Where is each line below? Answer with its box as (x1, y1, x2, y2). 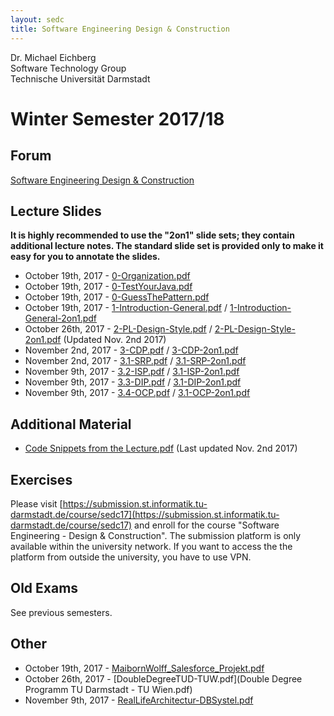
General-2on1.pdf (24, 312, 98, 325)
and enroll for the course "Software (134, 519, 280, 531)
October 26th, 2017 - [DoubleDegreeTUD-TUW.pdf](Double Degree (24, 672, 303, 685)
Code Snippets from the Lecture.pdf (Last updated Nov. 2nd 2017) (24, 442, 298, 455)
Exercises (10, 471, 73, 488)
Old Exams (10, 580, 79, 597)
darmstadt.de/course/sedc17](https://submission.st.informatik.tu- (10, 508, 280, 520)
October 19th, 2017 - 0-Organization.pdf (24, 270, 191, 282)
